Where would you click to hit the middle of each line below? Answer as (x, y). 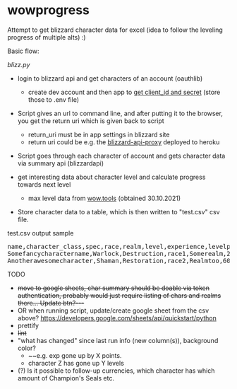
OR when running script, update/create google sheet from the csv (113, 310)
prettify (28, 325)
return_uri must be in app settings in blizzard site (99, 134)
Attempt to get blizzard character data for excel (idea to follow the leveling (115, 30)
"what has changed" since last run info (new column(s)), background (118, 340)
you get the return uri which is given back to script (91, 121)
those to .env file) (54, 99)
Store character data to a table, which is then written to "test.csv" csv (119, 211)
